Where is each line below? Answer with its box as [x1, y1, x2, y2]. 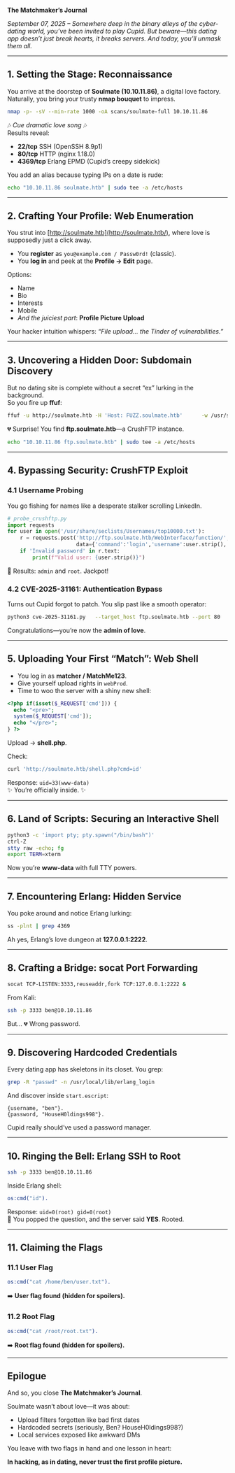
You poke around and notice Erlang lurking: [7, 909, 132, 918]
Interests [17, 299, 43, 307]
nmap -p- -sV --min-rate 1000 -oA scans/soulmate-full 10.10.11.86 [7, 108, 208, 115]
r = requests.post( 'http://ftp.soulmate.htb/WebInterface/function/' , [20, 534, 230, 541]
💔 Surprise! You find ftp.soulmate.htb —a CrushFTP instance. [7, 425, 185, 433]
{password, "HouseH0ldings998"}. [7, 1111, 105, 1118]
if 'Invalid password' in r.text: [20, 548, 120, 555]
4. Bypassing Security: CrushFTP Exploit [7, 464, 189, 476]
